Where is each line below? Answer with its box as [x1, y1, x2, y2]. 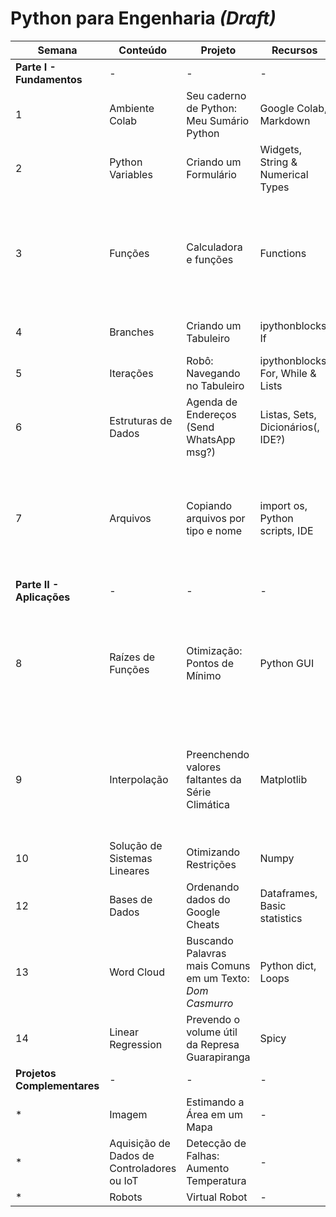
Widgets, [259, 142, 302, 156]
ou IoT [109, 1173, 139, 1187]
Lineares [109, 863, 150, 877]
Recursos [271, 43, 318, 57]
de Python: [186, 101, 238, 115]
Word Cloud [109, 965, 165, 979]
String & [259, 155, 298, 169]
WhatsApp [186, 432, 236, 446]
